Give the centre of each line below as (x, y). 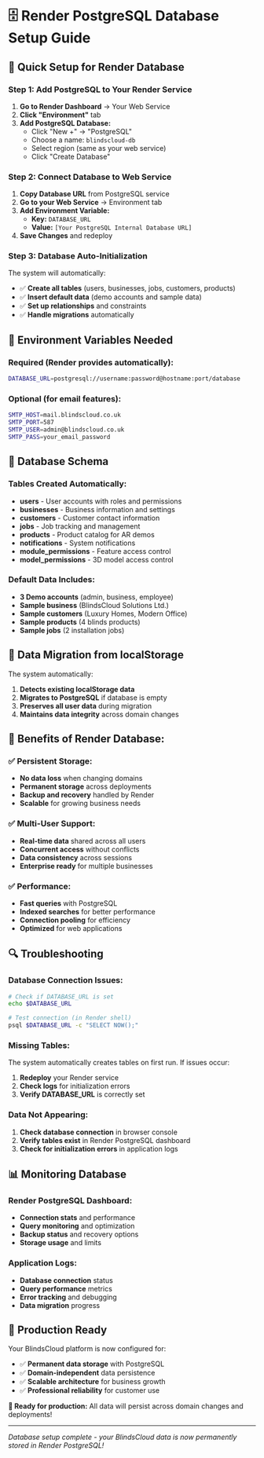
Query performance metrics (66, 1288)
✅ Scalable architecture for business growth (92, 1382)
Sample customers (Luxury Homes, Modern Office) (103, 614)
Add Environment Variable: (64, 211)
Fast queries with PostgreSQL (68, 903)
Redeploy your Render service (69, 1078)
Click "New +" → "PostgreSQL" (81, 131)
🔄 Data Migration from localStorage (96, 655)
